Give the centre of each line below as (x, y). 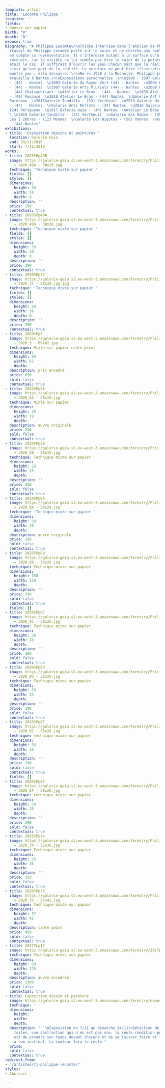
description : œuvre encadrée (39, 978)
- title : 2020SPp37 (25, 275)
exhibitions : (18, 128)
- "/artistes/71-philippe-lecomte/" (42, 1064)
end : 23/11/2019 (26, 142)
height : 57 (25, 914)
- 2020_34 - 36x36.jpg (37, 845)
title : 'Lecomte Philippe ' (34, 14)
